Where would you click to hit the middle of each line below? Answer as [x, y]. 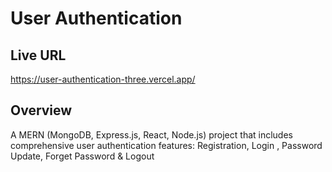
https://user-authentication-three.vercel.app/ [103, 79]
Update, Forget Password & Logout [82, 156]
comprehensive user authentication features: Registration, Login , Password [166, 145]
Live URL [38, 55]
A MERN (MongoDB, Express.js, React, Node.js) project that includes [151, 134]
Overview [41, 110]
